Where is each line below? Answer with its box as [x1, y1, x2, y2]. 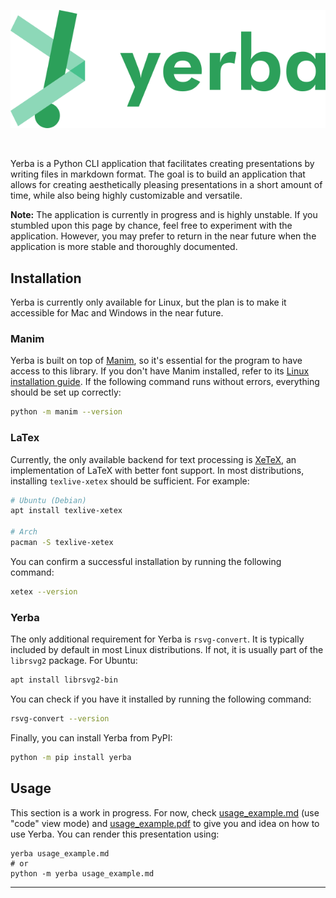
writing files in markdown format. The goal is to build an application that [10, 168, 306, 180]
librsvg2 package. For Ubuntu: [10, 655, 138, 667]
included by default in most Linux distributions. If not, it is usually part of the [10, 644, 324, 656]
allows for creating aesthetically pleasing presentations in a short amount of [10, 179, 323, 191]
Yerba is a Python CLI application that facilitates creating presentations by [10, 158, 315, 170]
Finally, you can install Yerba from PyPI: [10, 731, 173, 744]
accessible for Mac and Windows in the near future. [10, 307, 224, 319]
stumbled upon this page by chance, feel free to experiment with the [10, 220, 293, 232]
